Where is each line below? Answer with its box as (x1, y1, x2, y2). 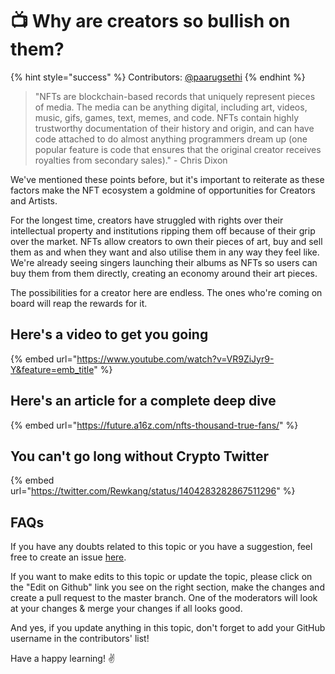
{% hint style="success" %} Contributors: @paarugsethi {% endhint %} (10, 71, 306, 83)
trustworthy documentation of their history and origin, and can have (34, 122, 315, 134)
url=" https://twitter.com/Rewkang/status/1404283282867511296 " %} (10, 485, 296, 497)
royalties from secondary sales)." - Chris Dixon (34, 154, 228, 166)
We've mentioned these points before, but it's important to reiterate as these (10, 173, 325, 185)
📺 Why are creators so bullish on (10, 10, 291, 33)
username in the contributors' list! (10, 633, 150, 645)
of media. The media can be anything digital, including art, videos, (34, 101, 308, 113)
